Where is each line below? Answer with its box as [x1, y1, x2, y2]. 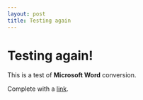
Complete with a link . [7, 84, 69, 93]
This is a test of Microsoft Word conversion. [7, 71, 137, 79]
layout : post [7, 10, 46, 18]
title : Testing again [7, 17, 71, 24]
